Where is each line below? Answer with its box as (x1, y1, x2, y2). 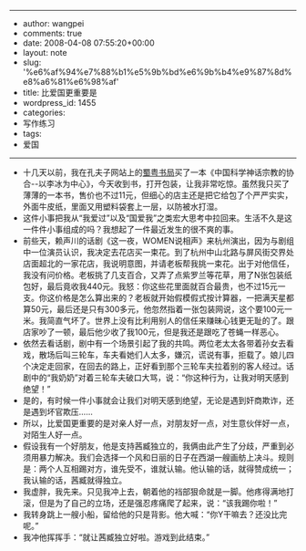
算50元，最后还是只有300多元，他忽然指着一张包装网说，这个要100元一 (22, 304, 293, 315)
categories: (22, 107, 66, 118)
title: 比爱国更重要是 (22, 88, 97, 98)
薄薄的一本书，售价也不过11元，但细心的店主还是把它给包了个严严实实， (22, 190, 293, 201)
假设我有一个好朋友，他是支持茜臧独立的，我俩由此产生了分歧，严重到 (22, 441, 287, 452)
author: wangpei (22, 18, 85, 28)
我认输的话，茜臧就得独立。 (22, 475, 127, 485)
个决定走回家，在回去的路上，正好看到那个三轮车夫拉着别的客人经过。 (22, 361, 287, 371)
